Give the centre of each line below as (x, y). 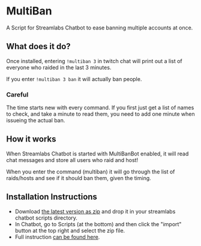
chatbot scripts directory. (46, 218)
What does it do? (38, 46)
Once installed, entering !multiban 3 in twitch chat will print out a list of (94, 61)
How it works (31, 139)
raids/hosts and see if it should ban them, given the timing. (79, 178)
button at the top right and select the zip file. (70, 230)
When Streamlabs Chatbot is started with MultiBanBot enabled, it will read (97, 154)
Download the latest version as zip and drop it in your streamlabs (95, 211)
